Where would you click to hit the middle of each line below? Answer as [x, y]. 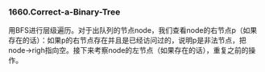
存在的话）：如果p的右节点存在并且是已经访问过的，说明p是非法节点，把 [128, 40]
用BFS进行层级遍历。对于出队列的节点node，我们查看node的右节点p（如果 [133, 30]
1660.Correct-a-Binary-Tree [64, 12]
